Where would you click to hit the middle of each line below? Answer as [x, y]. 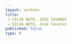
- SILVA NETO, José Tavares [37, 24]
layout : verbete [22, 10]
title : [12, 15]
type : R [13, 33]
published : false [24, 29]
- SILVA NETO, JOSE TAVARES [37, 19]
